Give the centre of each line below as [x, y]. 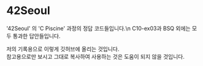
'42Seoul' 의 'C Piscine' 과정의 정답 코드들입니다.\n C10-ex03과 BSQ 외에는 [99, 28]
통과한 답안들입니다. [36, 36]
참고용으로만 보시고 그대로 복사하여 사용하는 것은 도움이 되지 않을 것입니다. [96, 56]
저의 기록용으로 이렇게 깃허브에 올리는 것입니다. [63, 49]
